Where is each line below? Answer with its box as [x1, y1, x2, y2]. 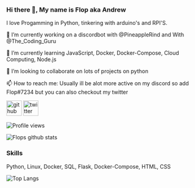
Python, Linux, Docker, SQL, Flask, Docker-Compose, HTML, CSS [6, 162, 171, 170]
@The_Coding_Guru [6, 38, 57, 45]
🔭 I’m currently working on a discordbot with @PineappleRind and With [6, 31, 185, 38]
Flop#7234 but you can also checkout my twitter [6, 88, 129, 96]
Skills [6, 149, 23, 158]
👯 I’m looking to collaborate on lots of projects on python [6, 68, 149, 75]
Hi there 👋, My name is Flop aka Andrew [6, 5, 126, 14]
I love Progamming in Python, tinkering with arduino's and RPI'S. [6, 19, 168, 27]
